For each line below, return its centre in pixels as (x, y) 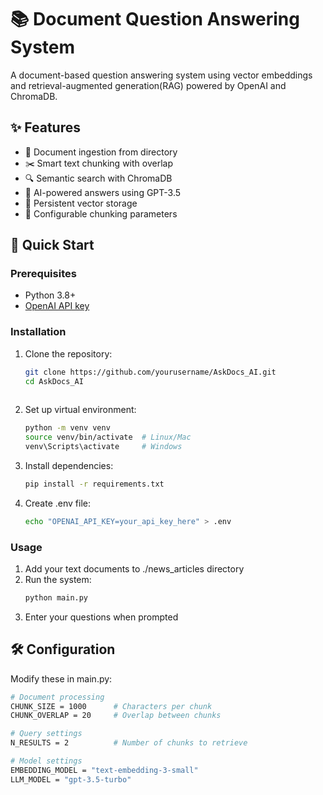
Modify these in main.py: (61, 678)
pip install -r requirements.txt (94, 484)
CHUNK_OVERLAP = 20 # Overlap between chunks (116, 716)
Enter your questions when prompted (101, 617)
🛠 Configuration (63, 649)
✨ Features (45, 127)
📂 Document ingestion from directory (101, 152)
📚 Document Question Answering (155, 19)
